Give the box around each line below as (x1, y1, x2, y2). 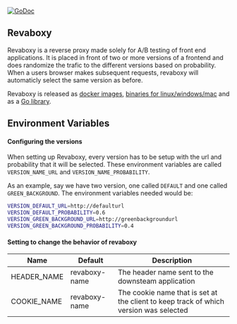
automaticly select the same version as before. (7, 76, 143, 84)
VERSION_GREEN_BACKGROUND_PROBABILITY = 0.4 (7, 222, 134, 229)
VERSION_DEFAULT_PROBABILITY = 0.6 (7, 209, 106, 217)
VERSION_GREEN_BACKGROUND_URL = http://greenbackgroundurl (7, 216, 178, 223)
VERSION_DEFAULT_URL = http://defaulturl (7, 203, 125, 210)
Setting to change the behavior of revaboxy (7, 237, 138, 246)
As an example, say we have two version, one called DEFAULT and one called (7, 181, 228, 190)
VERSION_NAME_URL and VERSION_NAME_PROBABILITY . (7, 168, 150, 176)
